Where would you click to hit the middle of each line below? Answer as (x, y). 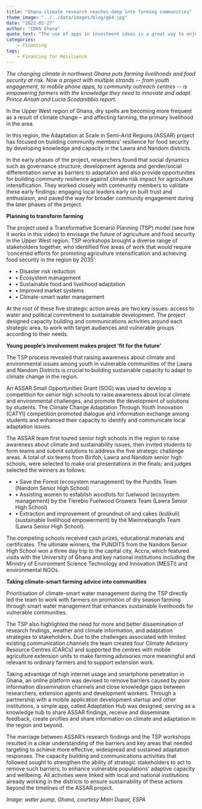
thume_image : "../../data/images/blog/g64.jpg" (67, 17)
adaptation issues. (29, 426)
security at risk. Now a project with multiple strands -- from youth (88, 80)
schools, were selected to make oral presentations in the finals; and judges (99, 463)
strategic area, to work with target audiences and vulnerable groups (90, 328)
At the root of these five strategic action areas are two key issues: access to (100, 308)
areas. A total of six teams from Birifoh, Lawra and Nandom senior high (94, 457)
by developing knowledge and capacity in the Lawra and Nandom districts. (99, 148)
